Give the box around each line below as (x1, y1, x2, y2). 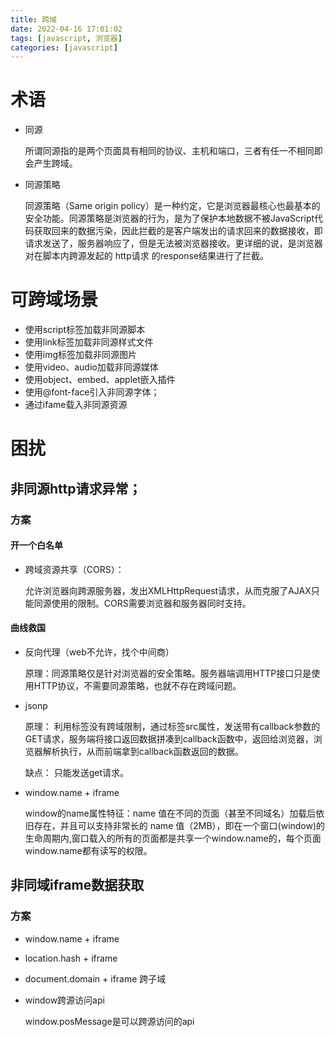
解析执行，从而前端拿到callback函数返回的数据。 (42, 746, 244, 758)
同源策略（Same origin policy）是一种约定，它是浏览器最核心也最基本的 (24, 200, 321, 212)
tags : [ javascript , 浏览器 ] (10, 33, 123, 43)
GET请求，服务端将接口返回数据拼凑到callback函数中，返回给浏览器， (24, 733, 314, 745)
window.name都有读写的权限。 (24, 845, 153, 857)
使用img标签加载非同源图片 (24, 349, 138, 361)
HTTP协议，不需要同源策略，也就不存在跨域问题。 (33, 680, 242, 692)
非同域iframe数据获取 (10, 877, 145, 894)
